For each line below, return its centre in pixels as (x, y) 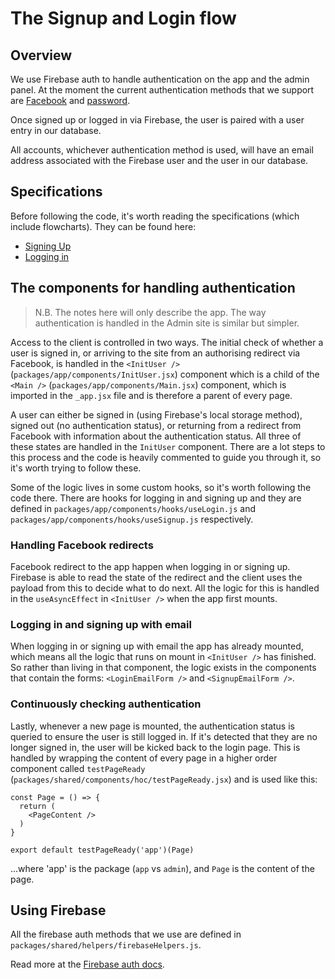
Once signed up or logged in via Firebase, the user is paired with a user (157, 120)
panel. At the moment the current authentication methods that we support (162, 90)
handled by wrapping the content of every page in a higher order (144, 758)
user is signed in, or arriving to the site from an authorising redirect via (155, 353)
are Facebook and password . (70, 100)
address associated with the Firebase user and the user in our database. (159, 160)
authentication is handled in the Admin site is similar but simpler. (167, 323)
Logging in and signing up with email (101, 624)
